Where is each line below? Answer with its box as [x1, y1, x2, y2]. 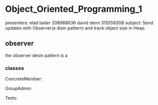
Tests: [5, 95, 18, 101]
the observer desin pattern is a [5, 52, 68, 58]
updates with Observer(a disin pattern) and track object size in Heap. [5, 25, 146, 31]
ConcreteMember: [5, 76, 42, 82]
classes [5, 65, 24, 71]
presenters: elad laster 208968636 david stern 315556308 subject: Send [5, 20, 154, 26]
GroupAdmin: [5, 85, 32, 92]
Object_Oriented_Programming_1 [5, 3, 142, 15]
